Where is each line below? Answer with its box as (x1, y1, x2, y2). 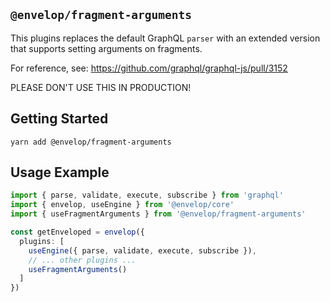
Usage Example (10, 164, 110, 181)
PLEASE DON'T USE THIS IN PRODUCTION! (10, 81, 192, 93)
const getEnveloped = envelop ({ (10, 227, 145, 238)
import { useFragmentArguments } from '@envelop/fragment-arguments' (10, 209, 307, 219)
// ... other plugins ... (28, 255, 137, 265)
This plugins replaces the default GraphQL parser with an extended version (10, 32, 321, 44)
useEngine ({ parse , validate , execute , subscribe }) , (28, 245, 257, 256)
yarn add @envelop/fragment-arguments (10, 137, 172, 147)
